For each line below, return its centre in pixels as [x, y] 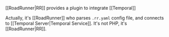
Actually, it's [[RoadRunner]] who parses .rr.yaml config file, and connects [84, 18]
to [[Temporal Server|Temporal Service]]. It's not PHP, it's [66, 23]
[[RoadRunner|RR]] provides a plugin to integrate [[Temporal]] [71, 8]
